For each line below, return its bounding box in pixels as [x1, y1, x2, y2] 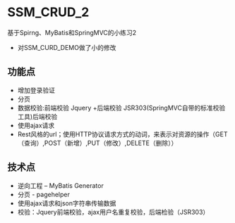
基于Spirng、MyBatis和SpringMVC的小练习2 [7, 28, 137, 37]
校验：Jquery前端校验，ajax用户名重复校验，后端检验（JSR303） [17, 208, 210, 216]
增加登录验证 [17, 86, 55, 94]
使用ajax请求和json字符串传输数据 [17, 198, 116, 208]
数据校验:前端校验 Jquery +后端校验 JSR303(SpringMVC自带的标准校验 [17, 103, 226, 112]
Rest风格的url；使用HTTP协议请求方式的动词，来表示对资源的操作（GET [17, 129, 228, 138]
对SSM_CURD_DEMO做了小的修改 [17, 43, 116, 51]
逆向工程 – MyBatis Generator [17, 181, 104, 190]
